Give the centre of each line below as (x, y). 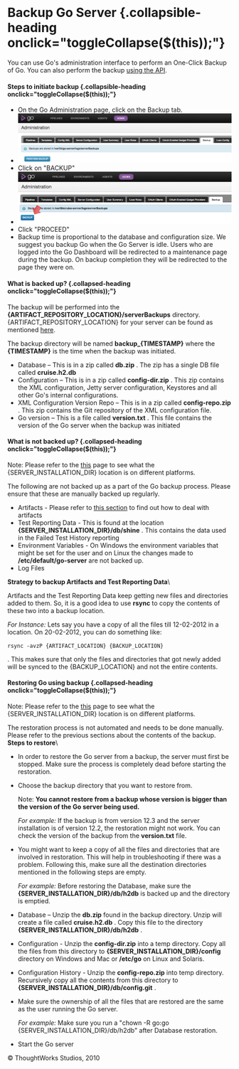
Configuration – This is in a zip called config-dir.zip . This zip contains (121, 380)
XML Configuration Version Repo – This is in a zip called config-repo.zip (124, 403)
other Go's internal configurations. (68, 395)
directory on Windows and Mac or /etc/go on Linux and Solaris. (111, 959)
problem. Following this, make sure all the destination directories (112, 864)
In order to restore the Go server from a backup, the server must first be (123, 756)
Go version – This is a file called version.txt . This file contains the (115, 418)
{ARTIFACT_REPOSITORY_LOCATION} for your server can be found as (110, 322)
